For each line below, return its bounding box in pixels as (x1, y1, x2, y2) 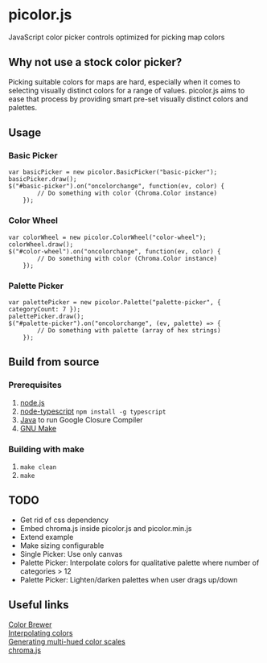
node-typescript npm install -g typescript (19, 406, 166, 416)
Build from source (8, 356, 100, 369)
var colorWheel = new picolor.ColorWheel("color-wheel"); (8, 233, 207, 241)
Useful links (8, 598, 70, 612)
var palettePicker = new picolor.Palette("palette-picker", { (8, 299, 221, 307)
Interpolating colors (8, 628, 73, 637)
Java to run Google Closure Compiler (19, 414, 143, 424)
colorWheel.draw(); (8, 240, 74, 249)
